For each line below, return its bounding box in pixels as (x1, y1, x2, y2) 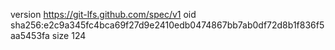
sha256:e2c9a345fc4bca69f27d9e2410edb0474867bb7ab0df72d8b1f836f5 (10, 19, 325, 31)
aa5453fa (10, 30, 50, 41)
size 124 (51, 30, 87, 41)
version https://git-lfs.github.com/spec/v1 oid (10, 9, 197, 20)
